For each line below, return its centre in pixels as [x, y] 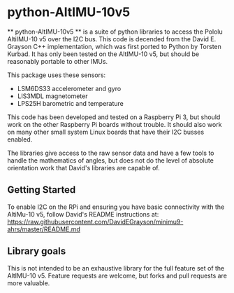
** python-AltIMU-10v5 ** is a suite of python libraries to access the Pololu [115, 32]
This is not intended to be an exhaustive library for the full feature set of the [116, 268]
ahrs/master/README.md [44, 229]
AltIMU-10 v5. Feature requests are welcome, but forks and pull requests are [117, 275]
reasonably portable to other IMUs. [58, 61]
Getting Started [42, 190]
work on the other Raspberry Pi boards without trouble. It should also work [115, 124]
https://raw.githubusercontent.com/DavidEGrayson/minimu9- [95, 222]
